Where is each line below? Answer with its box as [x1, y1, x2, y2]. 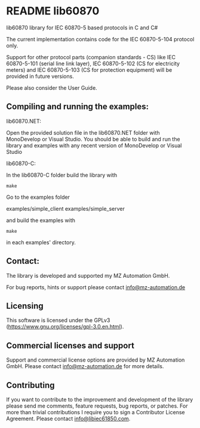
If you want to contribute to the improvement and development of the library [6, 396, 193, 403]
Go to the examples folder [6, 193, 70, 201]
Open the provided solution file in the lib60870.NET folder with [6, 129, 160, 136]
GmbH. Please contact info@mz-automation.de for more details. [6, 363, 164, 370]
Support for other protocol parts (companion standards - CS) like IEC [6, 53, 176, 60]
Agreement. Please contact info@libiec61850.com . [6, 415, 131, 422]
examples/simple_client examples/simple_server [6, 205, 125, 212]
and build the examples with [6, 217, 76, 224]
